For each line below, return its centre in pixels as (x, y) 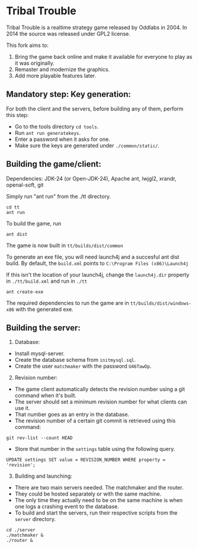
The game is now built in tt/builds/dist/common (65, 245)
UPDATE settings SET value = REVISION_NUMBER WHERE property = (86, 460)
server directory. (35, 519)
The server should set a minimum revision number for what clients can (101, 402)
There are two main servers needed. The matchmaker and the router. (99, 488)
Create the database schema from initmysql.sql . (75, 360)
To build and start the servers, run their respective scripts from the (96, 513)
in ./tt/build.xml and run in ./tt (47, 281)
